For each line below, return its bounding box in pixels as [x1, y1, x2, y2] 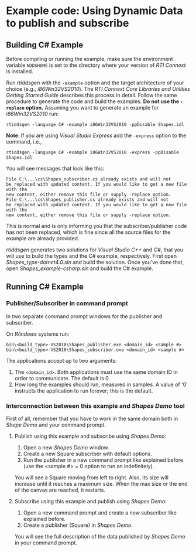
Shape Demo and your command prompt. [6, 421, 106, 428]
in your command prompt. [14, 539, 77, 546]
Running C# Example [6, 282, 84, 292]
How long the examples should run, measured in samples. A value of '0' [14, 381, 188, 388]
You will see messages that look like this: [6, 165, 105, 172]
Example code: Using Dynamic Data [6, 4, 183, 18]
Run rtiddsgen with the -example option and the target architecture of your [6, 79, 184, 86]
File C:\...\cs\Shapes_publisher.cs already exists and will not [6, 197, 169, 203]
